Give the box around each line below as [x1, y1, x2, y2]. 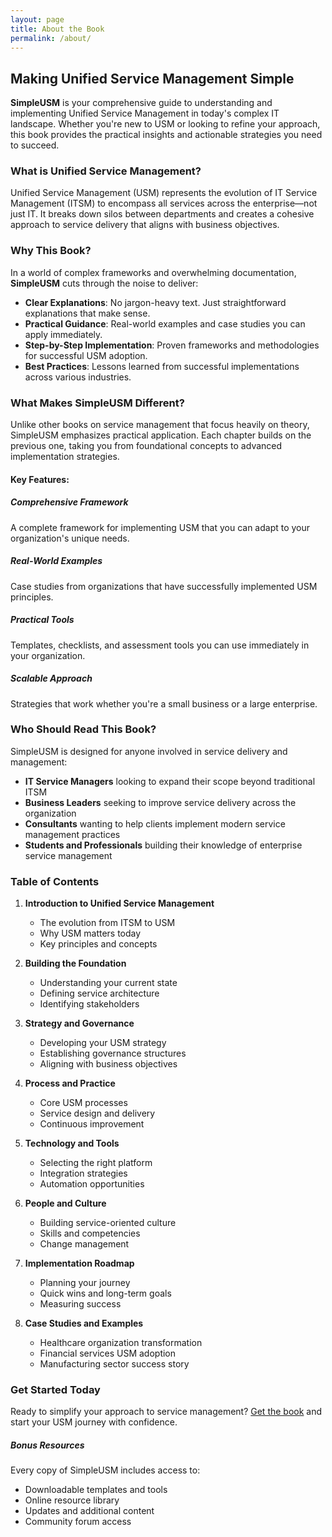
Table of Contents [10, 874, 100, 888]
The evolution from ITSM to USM [39, 917, 176, 929]
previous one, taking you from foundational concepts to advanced [10, 440, 283, 452]
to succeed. [10, 139, 60, 151]
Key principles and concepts [39, 938, 158, 950]
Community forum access [24, 1516, 132, 1528]
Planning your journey [39, 1277, 131, 1289]
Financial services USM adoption [39, 1347, 177, 1360]
